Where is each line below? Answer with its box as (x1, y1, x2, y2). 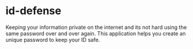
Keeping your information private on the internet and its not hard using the (5, 24, 187, 31)
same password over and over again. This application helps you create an (5, 30, 186, 37)
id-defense (5, 4, 62, 18)
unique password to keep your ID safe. (5, 36, 100, 43)
